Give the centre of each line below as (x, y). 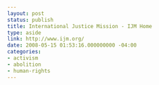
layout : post (26, 13)
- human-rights (29, 71)
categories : (24, 52)
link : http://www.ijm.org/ (46, 39)
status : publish (30, 20)
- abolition (24, 64)
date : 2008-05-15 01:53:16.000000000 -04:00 (72, 45)
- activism (23, 58)
